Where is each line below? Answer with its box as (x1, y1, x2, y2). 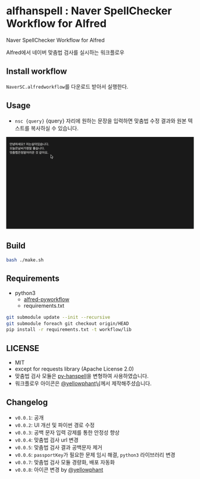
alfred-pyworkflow (23, 296, 70, 303)
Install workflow (6, 67, 67, 77)
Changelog (6, 397, 48, 408)
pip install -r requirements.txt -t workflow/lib (6, 327, 132, 333)
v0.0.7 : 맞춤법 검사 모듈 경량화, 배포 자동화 (14, 458, 115, 465)
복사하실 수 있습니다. (30, 124, 79, 132)
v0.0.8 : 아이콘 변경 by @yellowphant (14, 466, 104, 473)
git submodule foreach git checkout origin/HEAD (6, 320, 129, 327)
